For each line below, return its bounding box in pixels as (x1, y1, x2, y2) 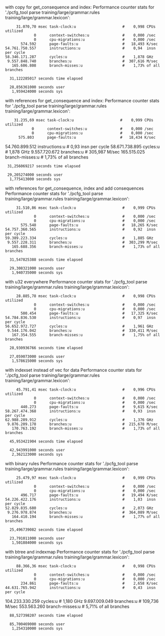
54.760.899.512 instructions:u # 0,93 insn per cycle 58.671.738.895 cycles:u (5, 144, 160, 150)
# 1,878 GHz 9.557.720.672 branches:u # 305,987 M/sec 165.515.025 (5, 149, 145, 155)
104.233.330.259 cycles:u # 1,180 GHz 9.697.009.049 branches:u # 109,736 (5, 598, 159, 604)
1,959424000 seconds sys (11, 89, 63, 94)
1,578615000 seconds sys (11, 358, 63, 363)
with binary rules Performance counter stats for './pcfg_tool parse (5, 461, 138, 466)
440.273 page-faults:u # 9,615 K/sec (20, 404, 158, 409)
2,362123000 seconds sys (11, 452, 63, 457)
